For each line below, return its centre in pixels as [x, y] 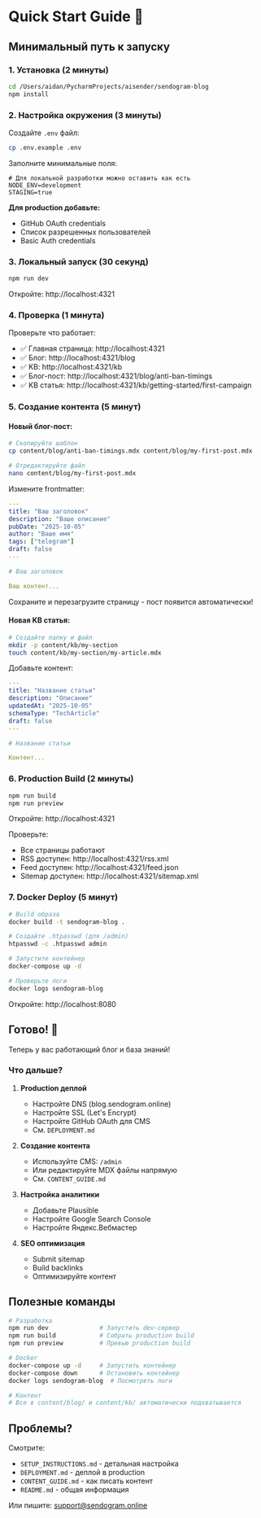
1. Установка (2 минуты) [59, 70]
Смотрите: [27, 1448]
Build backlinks [58, 1267]
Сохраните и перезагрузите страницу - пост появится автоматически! [131, 602]
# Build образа [34, 914]
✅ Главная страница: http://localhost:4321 [92, 348]
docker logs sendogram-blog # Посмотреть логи [91, 1380]
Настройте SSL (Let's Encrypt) [84, 1112]
